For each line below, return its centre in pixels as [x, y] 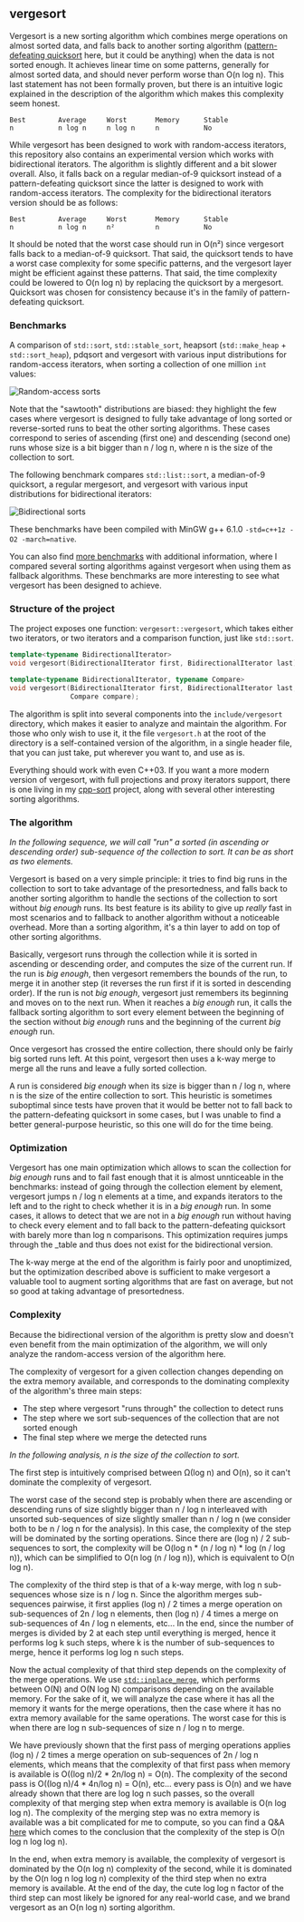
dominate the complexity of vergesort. [81, 1482]
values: [23, 374]
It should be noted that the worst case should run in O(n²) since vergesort [147, 244]
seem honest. [35, 103]
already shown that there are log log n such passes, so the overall [132, 1793]
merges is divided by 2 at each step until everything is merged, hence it [142, 1633]
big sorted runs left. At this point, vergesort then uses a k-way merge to [142, 1059]
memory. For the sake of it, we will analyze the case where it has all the [142, 1698]
